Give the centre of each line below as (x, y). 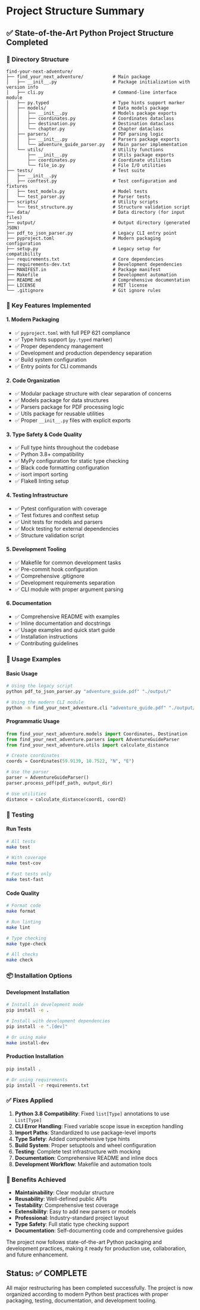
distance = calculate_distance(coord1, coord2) (66, 799)
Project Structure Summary (75, 11)
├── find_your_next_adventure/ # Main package (78, 77)
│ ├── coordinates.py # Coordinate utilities (89, 160)
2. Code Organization (33, 380)
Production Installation (35, 1056)
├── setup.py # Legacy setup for (84, 248)
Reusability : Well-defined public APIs (61, 1199)
